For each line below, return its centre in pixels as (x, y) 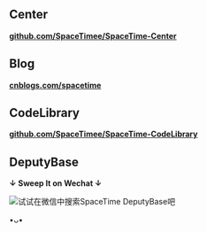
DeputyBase (44, 162)
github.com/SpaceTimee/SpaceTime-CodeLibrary (103, 134)
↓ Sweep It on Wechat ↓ (56, 183)
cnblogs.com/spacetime (55, 85)
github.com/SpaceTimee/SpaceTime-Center (93, 35)
